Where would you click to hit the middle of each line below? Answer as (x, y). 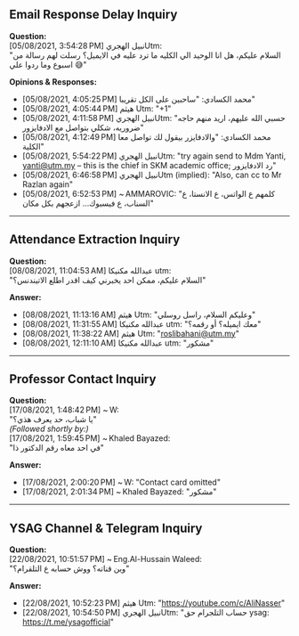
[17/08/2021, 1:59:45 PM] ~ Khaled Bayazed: (90, 438)
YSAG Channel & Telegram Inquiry (106, 528)
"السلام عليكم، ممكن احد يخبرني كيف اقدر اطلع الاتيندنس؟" (108, 280)
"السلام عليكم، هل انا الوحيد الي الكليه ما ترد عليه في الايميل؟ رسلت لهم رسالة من (145, 55)
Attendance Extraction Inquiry (95, 240)
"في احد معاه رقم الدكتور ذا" (57, 448)
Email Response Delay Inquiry (93, 15)
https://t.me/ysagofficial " (68, 622)
